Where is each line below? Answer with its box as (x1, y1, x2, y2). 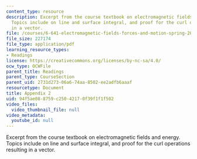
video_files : (6, 101, 38, 107)
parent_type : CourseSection (6, 74, 75, 80)
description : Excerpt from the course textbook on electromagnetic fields (6, 14, 193, 20)
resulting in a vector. (6, 146, 56, 153)
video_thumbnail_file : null (11, 107, 80, 113)
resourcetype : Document (6, 85, 64, 91)
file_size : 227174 (6, 36, 51, 42)
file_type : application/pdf (6, 42, 75, 48)
